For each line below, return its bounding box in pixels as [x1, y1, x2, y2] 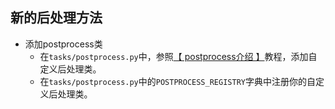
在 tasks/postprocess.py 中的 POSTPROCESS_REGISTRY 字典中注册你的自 [39, 75, 316, 87]
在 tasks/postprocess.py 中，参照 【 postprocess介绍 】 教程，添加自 [39, 50, 318, 62]
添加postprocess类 [24, 38, 103, 50]
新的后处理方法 [10, 9, 103, 27]
